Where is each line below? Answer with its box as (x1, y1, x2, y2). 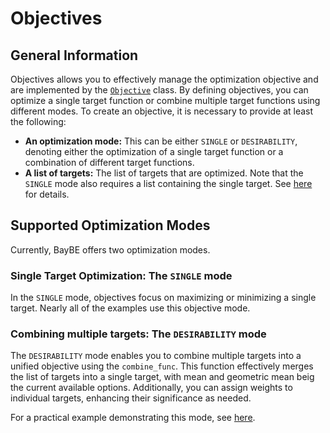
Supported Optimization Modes (10, 217, 211, 234)
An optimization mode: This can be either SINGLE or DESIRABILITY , (24, 135, 298, 147)
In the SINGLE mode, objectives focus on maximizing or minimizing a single (10, 292, 317, 304)
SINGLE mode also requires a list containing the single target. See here (24, 178, 313, 189)
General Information (10, 47, 139, 64)
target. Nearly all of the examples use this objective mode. (10, 302, 251, 314)
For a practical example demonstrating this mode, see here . (10, 412, 256, 424)
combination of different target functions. (24, 157, 195, 168)
